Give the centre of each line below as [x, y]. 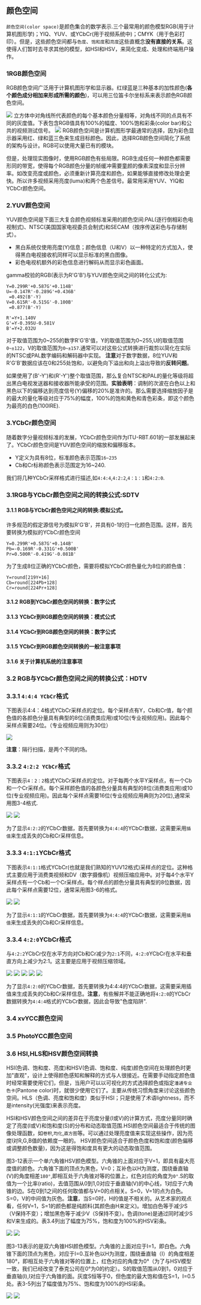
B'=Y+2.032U [21, 329]
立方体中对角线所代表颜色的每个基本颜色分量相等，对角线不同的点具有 [100, 115]
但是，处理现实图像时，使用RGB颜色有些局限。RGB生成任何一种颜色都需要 [98, 159]
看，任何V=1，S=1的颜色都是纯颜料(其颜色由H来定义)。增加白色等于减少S [97, 1206]
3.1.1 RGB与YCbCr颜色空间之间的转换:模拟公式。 [66, 510]
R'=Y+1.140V [21, 318]
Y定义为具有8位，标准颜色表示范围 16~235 [66, 457]
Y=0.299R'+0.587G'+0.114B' [40, 287]
